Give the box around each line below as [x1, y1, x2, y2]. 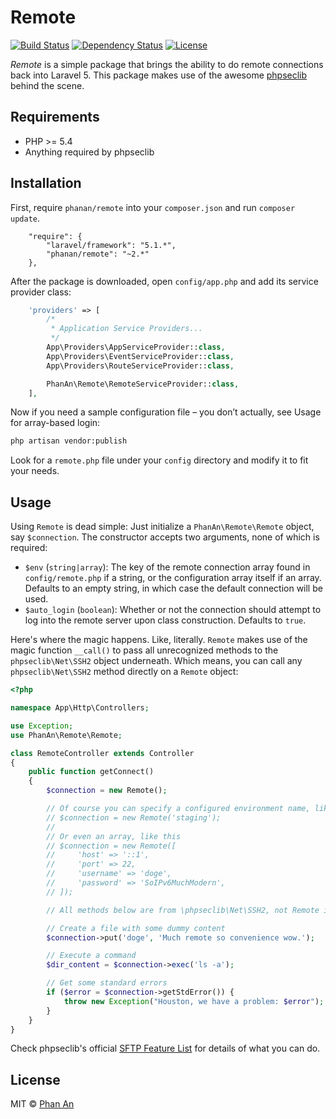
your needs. [10, 465, 60, 477]
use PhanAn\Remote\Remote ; [10, 730, 123, 740]
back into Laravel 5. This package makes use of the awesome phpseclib [10, 69, 308, 81]
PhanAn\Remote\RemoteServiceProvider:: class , [46, 379, 240, 389]
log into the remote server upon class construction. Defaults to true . [24, 614, 307, 626]
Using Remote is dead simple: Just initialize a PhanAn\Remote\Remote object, [10, 521, 315, 533]
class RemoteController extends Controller [10, 748, 195, 758]
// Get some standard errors [46, 978, 168, 988]
